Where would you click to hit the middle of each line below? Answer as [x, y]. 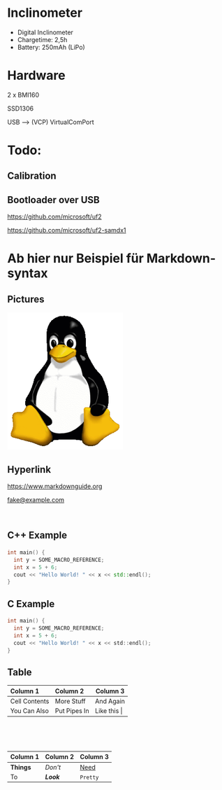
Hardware [36, 76]
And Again [110, 701]
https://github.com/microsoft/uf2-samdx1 [67, 230]
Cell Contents [30, 701]
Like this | [109, 711]
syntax [28, 273]
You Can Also [29, 711]
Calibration [32, 176]
